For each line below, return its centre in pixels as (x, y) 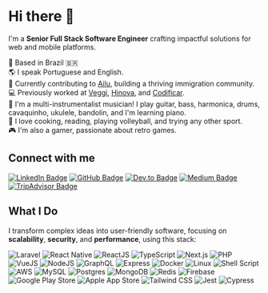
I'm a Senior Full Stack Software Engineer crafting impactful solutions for (130, 38)
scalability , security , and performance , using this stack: (102, 239)
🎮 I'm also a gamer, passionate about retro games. (93, 130)
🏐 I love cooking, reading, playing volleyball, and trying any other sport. (125, 121)
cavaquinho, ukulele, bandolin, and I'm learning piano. (97, 112)
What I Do (33, 211)
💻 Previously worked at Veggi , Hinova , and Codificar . (97, 92)
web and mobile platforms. (52, 46)
